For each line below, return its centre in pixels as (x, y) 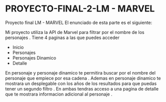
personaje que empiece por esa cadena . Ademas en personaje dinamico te (83, 78)
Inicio (18, 47)
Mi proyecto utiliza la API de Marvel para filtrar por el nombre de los (75, 32)
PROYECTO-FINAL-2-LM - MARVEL (80, 9)
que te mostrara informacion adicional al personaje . (59, 94)
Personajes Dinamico (34, 57)
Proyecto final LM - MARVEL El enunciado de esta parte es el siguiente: (79, 22)
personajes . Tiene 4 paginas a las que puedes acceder (62, 37)
